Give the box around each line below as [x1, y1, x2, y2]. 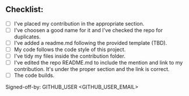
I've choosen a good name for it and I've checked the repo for [13, 26, 163, 34]
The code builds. [13, 72, 55, 79]
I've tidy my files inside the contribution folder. [13, 52, 126, 60]
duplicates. [13, 33, 41, 40]
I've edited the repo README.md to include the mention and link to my [13, 59, 183, 66]
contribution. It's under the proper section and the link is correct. [13, 66, 170, 73]
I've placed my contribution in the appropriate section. [13, 20, 145, 27]
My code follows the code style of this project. [13, 46, 126, 53]
